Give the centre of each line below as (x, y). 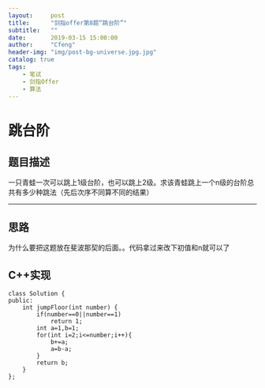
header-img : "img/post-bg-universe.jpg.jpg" (82, 52)
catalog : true (32, 60)
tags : (17, 67)
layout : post (37, 15)
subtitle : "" (33, 30)
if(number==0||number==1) (79, 315)
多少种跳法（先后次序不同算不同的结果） (88, 192)
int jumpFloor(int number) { (70, 307)
